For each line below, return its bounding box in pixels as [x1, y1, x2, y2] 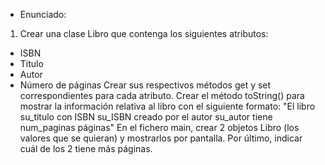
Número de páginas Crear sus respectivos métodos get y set [19, 79, 272, 91]
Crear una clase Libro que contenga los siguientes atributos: [19, 28, 269, 39]
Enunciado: [19, 9, 67, 20]
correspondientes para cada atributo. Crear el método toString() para [19, 90, 305, 101]
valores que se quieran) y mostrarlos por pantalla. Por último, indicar [19, 132, 303, 144]
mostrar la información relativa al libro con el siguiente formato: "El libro [19, 100, 316, 112]
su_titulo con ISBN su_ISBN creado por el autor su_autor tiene [19, 111, 273, 123]
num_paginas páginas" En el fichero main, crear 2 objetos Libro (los [19, 122, 300, 133]
